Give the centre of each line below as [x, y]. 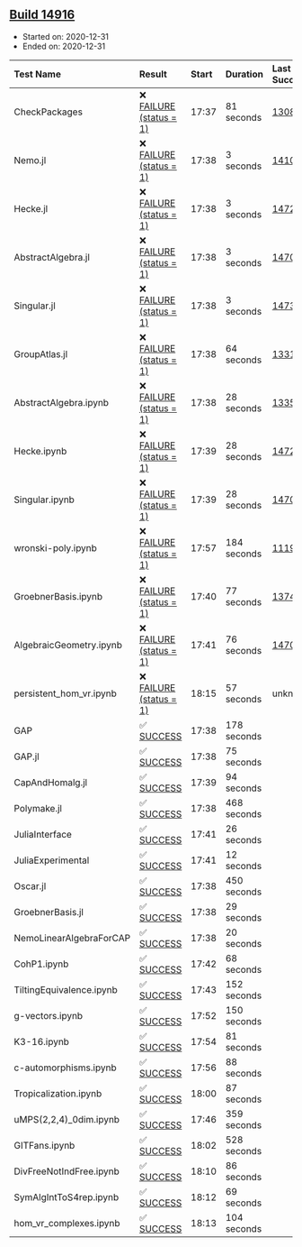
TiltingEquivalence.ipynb [66, 989]
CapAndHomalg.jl [51, 782]
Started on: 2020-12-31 [66, 36]
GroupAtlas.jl [41, 353]
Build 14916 [42, 15]
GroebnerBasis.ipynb [58, 596]
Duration [244, 74]
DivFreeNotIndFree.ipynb [67, 1171]
